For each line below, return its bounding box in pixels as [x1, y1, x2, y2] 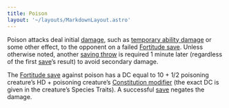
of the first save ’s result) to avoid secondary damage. [7, 57, 159, 65]
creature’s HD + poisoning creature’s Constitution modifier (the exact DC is [7, 78, 219, 86]
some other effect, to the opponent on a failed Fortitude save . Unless [7, 43, 203, 51]
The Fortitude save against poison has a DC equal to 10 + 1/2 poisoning [7, 70, 209, 79]
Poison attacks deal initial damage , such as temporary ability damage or [7, 35, 212, 43]
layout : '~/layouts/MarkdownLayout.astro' [7, 17, 131, 23]
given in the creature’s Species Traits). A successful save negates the [7, 85, 205, 94]
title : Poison [7, 10, 48, 17]
